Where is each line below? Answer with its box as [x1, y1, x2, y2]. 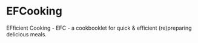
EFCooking [6, 4, 62, 18]
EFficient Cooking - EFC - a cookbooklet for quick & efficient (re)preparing [6, 24, 192, 31]
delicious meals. [6, 30, 47, 38]
